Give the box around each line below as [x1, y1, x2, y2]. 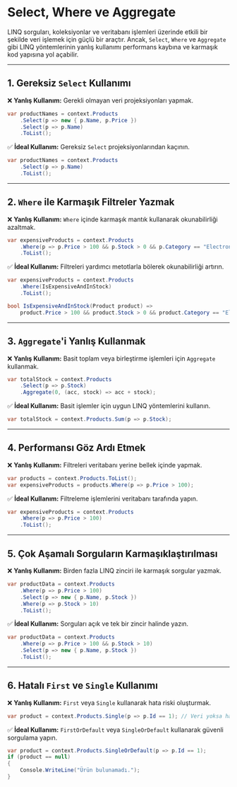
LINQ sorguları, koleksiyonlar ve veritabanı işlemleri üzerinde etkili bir [7, 28, 208, 36]
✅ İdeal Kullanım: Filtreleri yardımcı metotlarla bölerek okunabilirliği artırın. [7, 262, 224, 271]
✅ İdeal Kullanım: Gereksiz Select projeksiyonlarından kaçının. [7, 143, 190, 151]
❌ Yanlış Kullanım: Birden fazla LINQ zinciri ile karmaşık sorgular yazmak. [7, 566, 222, 575]
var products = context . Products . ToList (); [7, 474, 138, 482]
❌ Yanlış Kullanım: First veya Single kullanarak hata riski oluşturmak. [7, 698, 212, 707]
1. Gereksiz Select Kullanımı [7, 77, 131, 89]
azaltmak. [7, 223, 36, 231]
